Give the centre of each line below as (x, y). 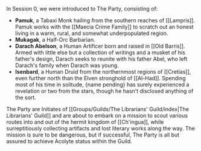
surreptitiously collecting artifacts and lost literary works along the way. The (101, 128)
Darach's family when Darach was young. (67, 65)
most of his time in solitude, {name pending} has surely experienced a (102, 85)
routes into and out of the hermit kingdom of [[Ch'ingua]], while (85, 122)
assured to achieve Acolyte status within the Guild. (69, 141)
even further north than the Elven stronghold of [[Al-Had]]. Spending (100, 78)
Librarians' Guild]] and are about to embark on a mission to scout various (97, 115)
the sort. (25, 97)
